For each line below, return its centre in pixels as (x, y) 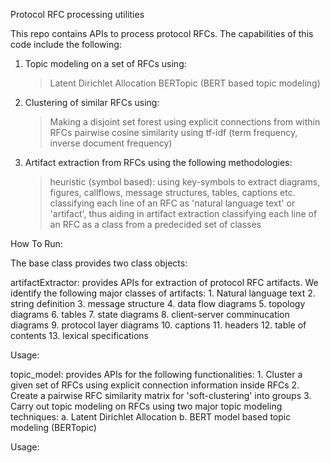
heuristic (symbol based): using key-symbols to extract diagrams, (185, 182)
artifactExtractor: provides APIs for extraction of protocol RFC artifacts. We (164, 282)
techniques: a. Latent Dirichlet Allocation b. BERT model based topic (151, 417)
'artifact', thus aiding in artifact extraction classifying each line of (183, 213)
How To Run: (36, 243)
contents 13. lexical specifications (80, 335)
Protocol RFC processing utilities (77, 14)
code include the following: (66, 44)
